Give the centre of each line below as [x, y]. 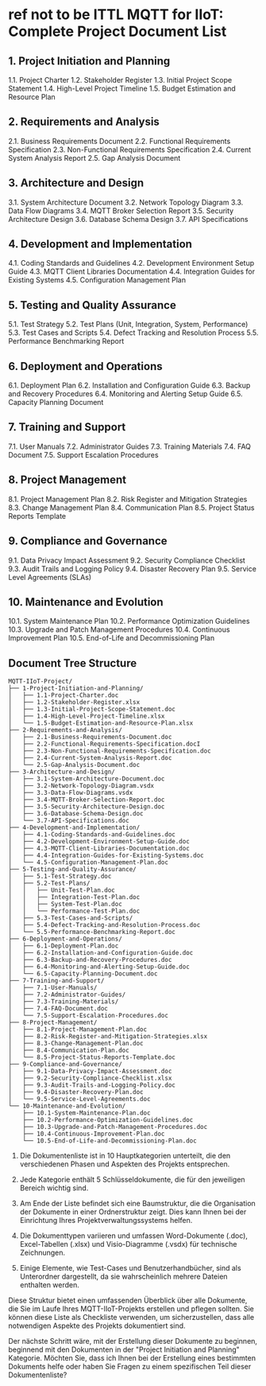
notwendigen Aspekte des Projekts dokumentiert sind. [97, 1326]
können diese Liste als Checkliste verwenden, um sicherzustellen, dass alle [131, 1318]
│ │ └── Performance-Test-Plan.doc [74, 911]
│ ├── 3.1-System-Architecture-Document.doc [87, 779]
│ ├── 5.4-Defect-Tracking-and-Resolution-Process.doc [104, 925]
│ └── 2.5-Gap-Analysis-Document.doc [74, 765]
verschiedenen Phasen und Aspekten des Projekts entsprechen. [125, 1164]
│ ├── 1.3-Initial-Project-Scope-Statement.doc [92, 710]
